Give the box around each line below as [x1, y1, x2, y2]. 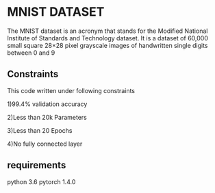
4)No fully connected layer [7, 140, 83, 148]
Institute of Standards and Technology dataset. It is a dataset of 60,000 [7, 34, 209, 42]
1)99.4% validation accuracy [7, 100, 88, 108]
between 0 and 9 [7, 49, 55, 57]
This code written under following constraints [7, 86, 136, 94]
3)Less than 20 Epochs [7, 126, 73, 134]
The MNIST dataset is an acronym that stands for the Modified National [7, 27, 208, 35]
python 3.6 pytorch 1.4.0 [7, 177, 76, 185]
